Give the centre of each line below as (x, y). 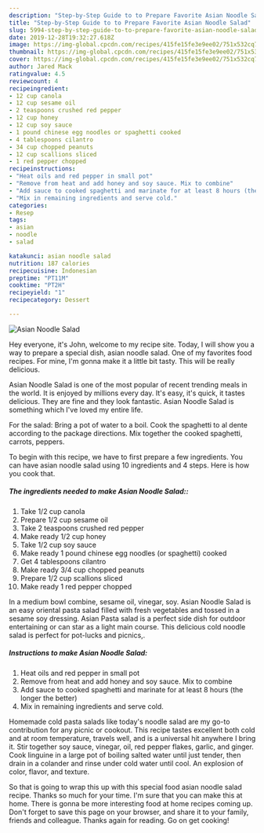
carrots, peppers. (37, 442)
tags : (18, 220)
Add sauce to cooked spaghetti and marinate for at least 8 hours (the (132, 689)
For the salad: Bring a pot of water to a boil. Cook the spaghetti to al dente (128, 424)
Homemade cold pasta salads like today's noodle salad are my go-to (119, 721)
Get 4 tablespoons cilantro (63, 561)
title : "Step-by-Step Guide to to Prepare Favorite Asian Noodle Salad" (130, 23)
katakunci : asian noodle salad (60, 256)
